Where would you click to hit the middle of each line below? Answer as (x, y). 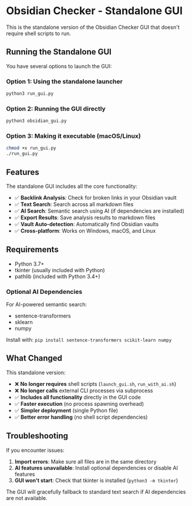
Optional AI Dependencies (44, 292)
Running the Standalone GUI (59, 52)
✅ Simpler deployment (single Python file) (66, 410)
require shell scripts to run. (39, 33)
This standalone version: (36, 372)
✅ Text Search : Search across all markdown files (74, 204)
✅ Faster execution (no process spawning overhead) (79, 404)
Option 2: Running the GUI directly (56, 108)
